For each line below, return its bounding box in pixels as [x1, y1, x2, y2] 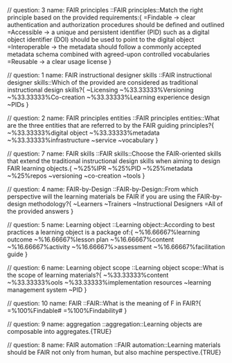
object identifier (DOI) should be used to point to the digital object [7, 35, 195, 44]
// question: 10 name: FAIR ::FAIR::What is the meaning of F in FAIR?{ [7, 299, 202, 307]
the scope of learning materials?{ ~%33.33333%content [7, 271, 169, 279]
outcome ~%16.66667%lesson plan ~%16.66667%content [7, 235, 175, 244]
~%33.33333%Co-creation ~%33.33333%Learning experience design [7, 93, 211, 101]
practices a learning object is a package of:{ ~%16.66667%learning [7, 228, 200, 236]
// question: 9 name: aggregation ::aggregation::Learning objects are [7, 320, 203, 328]
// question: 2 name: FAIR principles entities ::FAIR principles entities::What [7, 114, 220, 122]
